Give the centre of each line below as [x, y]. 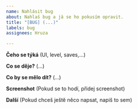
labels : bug [20, 28]
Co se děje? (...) [25, 66]
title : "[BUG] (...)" [32, 22]
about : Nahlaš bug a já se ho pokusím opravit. [65, 17]
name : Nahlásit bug [30, 11]
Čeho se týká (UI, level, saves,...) [46, 55]
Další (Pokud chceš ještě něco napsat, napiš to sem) [69, 100]
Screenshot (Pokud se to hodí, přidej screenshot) [66, 89]
